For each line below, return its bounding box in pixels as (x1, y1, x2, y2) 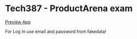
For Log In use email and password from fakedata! (5, 28, 107, 34)
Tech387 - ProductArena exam (5, 3, 133, 14)
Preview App (5, 19, 31, 25)
